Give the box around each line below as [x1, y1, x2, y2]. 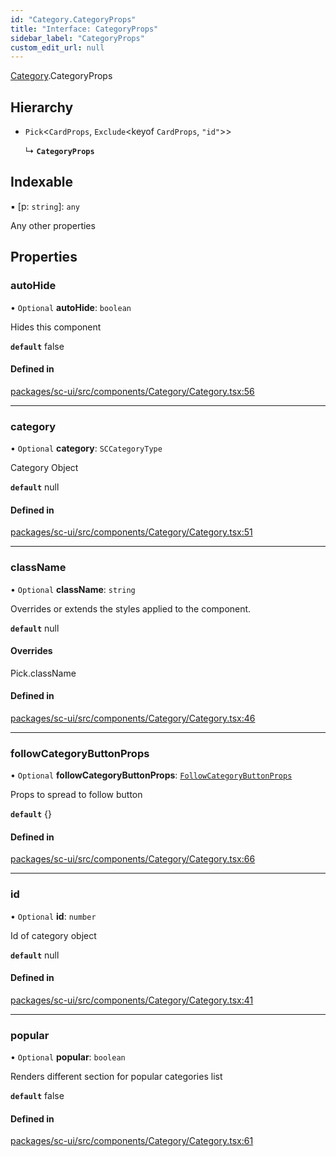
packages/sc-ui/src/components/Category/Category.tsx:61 [10, 1135, 254, 1147]
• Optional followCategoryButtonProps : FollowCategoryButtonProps [10, 769, 293, 781]
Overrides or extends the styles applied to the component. [10, 602, 252, 615]
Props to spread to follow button [10, 789, 143, 801]
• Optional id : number [10, 910, 97, 922]
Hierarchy [10, 99, 74, 116]
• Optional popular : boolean [10, 1051, 126, 1063]
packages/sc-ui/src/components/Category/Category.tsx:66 [10, 853, 256, 865]
